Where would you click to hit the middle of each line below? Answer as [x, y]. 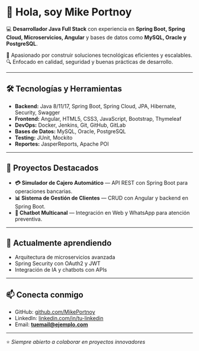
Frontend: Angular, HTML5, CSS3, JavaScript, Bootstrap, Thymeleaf [98, 118]
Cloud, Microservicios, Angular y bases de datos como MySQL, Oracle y [96, 37]
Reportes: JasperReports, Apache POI [62, 144]
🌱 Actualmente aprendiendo [59, 243]
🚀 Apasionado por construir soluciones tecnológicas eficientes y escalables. [99, 55]
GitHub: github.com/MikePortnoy [55, 312]
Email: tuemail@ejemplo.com [51, 324]
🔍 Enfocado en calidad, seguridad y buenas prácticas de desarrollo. [90, 62]
